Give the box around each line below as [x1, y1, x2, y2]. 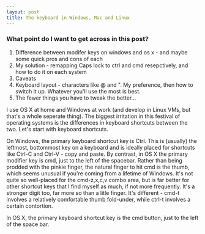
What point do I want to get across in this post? [6, 35, 149, 43]
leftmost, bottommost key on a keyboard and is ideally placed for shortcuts [6, 144, 195, 151]
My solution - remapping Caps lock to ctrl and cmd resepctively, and [15, 62, 188, 69]
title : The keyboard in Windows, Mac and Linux [6, 15, 130, 21]
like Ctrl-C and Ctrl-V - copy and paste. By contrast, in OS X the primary [6, 150, 188, 158]
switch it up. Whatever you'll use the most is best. [15, 87, 141, 95]
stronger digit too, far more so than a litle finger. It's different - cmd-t [6, 189, 180, 196]
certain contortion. [6, 202, 53, 210]
